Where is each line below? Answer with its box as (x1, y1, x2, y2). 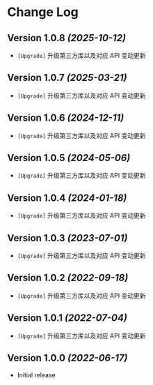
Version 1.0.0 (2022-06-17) (7, 352, 128, 364)
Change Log (7, 4, 79, 20)
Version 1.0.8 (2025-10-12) (7, 32, 127, 44)
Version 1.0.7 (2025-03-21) (7, 72, 127, 84)
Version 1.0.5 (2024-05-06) (7, 152, 131, 164)
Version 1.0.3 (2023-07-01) (7, 232, 128, 244)
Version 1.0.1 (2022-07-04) (7, 312, 127, 324)
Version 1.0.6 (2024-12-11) (7, 112, 124, 124)
